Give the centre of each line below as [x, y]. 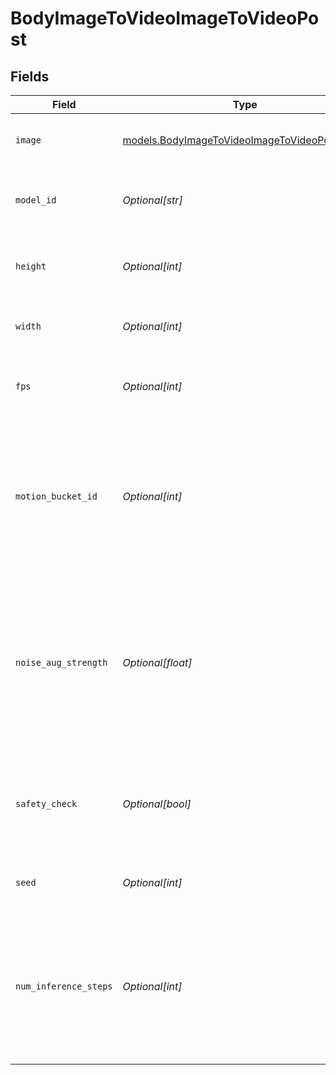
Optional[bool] [157, 804]
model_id [36, 200]
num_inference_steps [64, 986]
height [31, 266]
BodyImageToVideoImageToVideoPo [165, 18]
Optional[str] [152, 200]
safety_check [46, 803]
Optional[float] [157, 662]
